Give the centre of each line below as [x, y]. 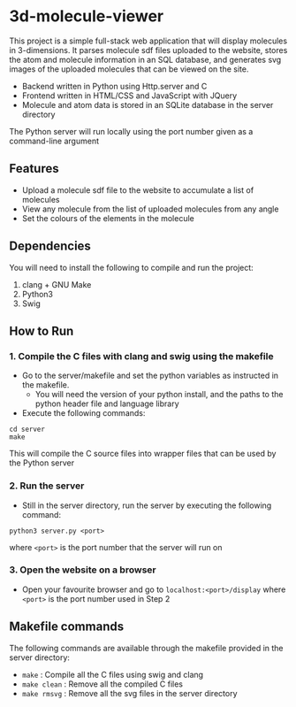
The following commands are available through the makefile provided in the [147, 648]
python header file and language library [107, 403]
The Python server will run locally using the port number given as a [131, 131]
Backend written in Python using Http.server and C [114, 86]
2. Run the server [47, 486]
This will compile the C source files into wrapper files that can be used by [143, 454]
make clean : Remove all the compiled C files [102, 684]
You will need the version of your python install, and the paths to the [159, 395]
